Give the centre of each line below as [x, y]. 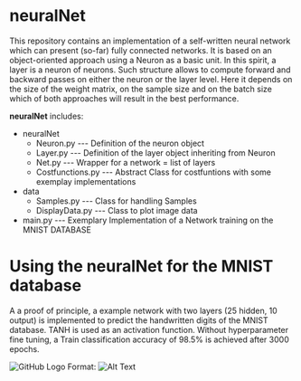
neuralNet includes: [47, 116]
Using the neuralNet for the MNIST [141, 267]
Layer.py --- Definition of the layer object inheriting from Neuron [155, 152]
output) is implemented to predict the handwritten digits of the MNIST [139, 320]
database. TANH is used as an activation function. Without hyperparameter [149, 329]
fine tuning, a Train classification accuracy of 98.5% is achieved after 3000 [149, 339]
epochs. [24, 348]
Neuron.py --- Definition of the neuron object [120, 143]
